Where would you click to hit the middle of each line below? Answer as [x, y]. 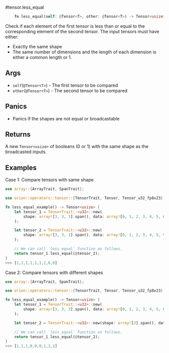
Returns [18, 134]
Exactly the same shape [37, 46]
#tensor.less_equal [25, 7]
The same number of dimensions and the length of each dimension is [84, 52]
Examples [21, 167]
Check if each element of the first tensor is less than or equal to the [75, 26]
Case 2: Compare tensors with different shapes [54, 272]
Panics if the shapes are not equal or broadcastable [66, 118]
